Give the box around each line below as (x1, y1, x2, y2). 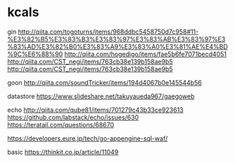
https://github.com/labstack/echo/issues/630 (7, 113, 139, 122)
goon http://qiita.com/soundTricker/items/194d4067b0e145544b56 (7, 78, 202, 86)
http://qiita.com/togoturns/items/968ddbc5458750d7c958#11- (18, 27, 199, 36)
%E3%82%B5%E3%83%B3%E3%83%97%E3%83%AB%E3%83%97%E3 (7, 34, 226, 43)
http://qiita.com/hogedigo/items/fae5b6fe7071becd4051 (64, 50, 227, 58)
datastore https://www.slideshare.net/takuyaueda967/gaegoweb (7, 92, 195, 100)
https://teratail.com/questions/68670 (7, 120, 115, 129)
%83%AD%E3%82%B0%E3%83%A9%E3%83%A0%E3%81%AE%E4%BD (7, 42, 229, 51)
